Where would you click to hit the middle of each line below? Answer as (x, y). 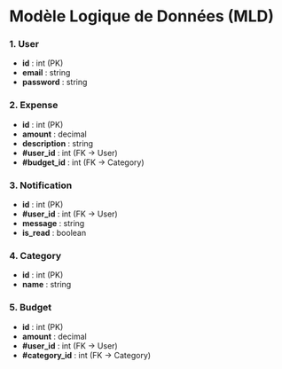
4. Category (35, 256)
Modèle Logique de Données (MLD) (142, 16)
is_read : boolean (54, 233)
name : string (47, 285)
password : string (55, 82)
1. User (24, 44)
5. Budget (31, 308)
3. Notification (41, 185)
